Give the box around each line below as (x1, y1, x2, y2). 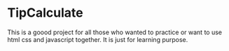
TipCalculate (7, 5, 83, 21)
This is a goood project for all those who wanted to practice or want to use (7, 28, 223, 36)
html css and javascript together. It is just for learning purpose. (7, 35, 188, 43)
